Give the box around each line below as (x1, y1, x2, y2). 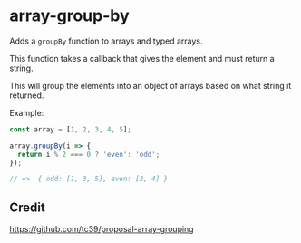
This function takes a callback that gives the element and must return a (9, 53, 275, 63)
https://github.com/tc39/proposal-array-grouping (9, 224, 194, 235)
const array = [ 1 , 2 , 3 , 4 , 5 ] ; (9, 124, 131, 134)
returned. (9, 90, 44, 101)
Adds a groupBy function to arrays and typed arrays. (9, 35, 203, 46)
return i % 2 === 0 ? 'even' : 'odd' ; (17, 150, 160, 159)
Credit (9, 199, 45, 215)
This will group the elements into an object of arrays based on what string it (9, 80, 292, 91)
